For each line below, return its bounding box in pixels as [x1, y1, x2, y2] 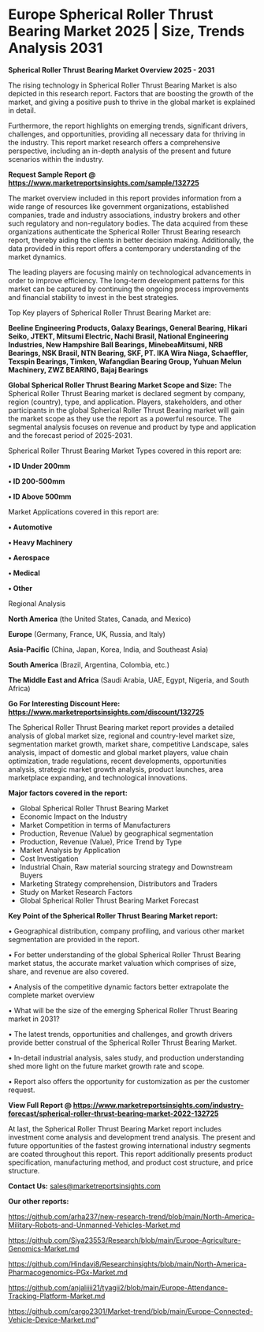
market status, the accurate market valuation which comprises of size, [8, 958, 236, 967]
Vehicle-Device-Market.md [8, 1315, 96, 1324]
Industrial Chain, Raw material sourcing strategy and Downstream [19, 862, 232, 871]
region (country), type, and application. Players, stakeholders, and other [8, 397, 242, 406]
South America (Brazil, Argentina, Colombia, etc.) [8, 660, 170, 669]
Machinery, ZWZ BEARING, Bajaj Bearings [8, 365, 149, 374]
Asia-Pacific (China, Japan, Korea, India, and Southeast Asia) [8, 645, 209, 654]
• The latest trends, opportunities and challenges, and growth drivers [8, 1029, 232, 1038]
